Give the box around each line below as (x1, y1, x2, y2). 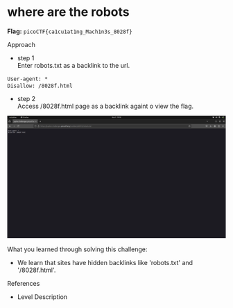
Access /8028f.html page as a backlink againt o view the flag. (17, 102, 194, 110)
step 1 (17, 53, 35, 62)
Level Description (17, 293, 68, 301)
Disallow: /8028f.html (7, 82, 73, 89)
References (7, 280, 40, 288)
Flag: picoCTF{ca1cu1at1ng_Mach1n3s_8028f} (7, 27, 133, 35)
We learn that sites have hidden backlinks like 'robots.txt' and (17, 259, 193, 267)
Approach (7, 40, 36, 48)
